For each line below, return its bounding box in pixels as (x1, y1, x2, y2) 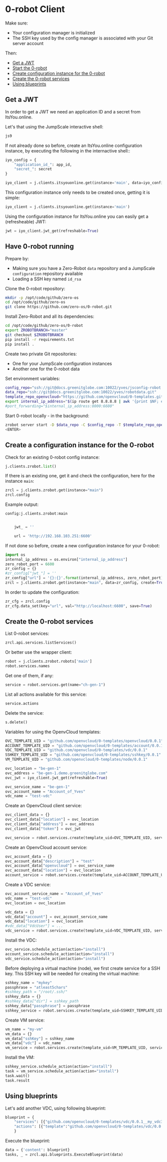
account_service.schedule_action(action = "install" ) (5, 951, 114, 957)
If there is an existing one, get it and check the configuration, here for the (5, 473, 155, 479)
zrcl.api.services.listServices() (5, 640, 77, 645)
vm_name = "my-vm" (5, 1027, 43, 1032)
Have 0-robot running (5, 242, 74, 251)
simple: (5, 195, 20, 200)
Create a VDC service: (5, 882, 51, 888)
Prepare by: (5, 255, 29, 261)
